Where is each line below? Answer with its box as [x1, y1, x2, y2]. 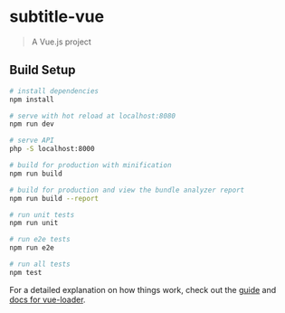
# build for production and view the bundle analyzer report [9, 185, 245, 194]
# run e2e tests [9, 235, 71, 244]
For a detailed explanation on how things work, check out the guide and [9, 284, 277, 295]
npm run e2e [9, 243, 54, 252]
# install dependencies [9, 86, 100, 96]
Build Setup [9, 62, 76, 78]
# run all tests [9, 260, 71, 269]
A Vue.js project [31, 36, 92, 47]
